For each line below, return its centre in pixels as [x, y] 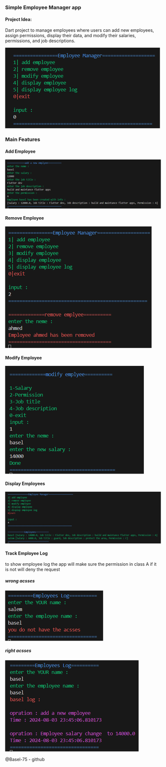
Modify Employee [23, 357]
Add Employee [21, 151]
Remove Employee [25, 218]
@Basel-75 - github [25, 760]
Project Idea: [19, 19]
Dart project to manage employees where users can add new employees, [80, 30]
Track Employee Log [26, 553]
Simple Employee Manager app [43, 7]
